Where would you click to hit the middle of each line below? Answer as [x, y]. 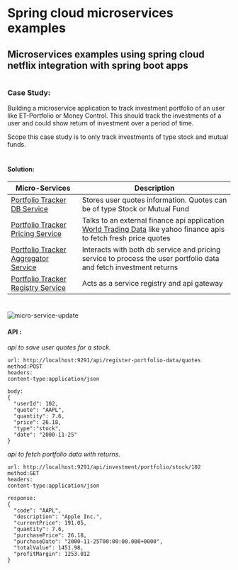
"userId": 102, [36, 404]
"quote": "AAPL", [39, 410]
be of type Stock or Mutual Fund [136, 208]
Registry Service [38, 287]
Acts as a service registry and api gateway [152, 283]
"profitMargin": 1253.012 [52, 554]
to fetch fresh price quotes [126, 238]
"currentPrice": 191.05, [50, 523]
